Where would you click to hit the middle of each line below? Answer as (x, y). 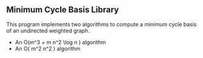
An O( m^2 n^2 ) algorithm (48, 48)
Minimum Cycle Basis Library (63, 10)
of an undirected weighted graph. (48, 30)
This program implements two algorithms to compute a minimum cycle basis (101, 24)
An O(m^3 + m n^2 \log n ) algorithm (60, 42)
